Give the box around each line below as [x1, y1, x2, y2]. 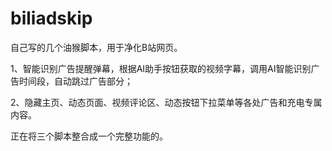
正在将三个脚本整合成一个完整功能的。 [10, 130, 168, 142]
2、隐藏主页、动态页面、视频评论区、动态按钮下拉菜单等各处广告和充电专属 [10, 96, 323, 108]
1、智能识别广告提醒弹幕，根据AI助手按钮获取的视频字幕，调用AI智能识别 [10, 62, 312, 74]
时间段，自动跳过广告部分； [18, 75, 133, 87]
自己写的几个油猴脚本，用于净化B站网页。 [10, 41, 183, 53]
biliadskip [10, 7, 93, 30]
